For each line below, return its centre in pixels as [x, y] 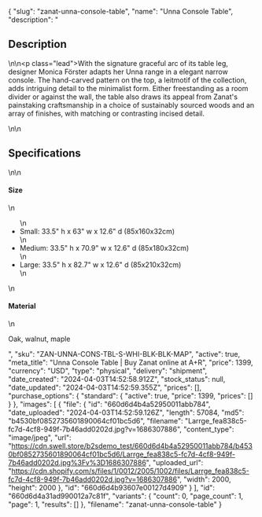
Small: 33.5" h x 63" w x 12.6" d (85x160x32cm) [97, 231]
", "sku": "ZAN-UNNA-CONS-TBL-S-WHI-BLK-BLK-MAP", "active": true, [124, 354]
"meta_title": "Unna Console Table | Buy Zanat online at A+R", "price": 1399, [131, 363]
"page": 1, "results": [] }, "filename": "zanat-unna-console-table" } [115, 504]
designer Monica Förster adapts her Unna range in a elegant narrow [118, 71]
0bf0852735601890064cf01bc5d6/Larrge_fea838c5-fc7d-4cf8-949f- [122, 454]
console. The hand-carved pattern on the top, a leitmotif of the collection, [127, 80]
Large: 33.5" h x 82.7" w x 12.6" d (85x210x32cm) [100, 264]
